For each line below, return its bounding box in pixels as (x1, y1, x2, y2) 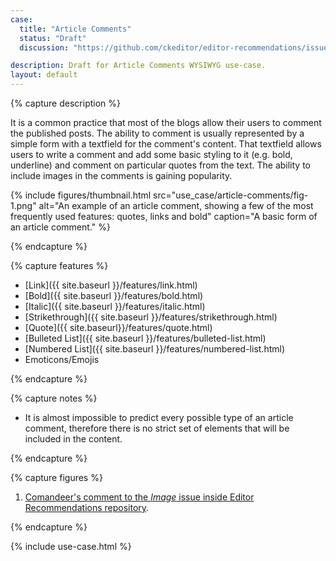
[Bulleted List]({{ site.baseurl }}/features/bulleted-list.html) (24, 332, 267, 344)
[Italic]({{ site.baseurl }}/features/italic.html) (24, 301, 206, 312)
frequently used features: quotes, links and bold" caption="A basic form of (10, 211, 318, 222)
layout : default (10, 70, 78, 80)
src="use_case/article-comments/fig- (153, 189, 309, 201)
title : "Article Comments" (19, 24, 132, 34)
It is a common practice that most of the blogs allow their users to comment (10, 117, 322, 128)
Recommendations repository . (24, 502, 150, 513)
